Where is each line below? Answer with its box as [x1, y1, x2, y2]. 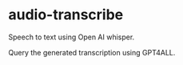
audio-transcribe [8, 6, 124, 24]
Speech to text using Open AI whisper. [8, 32, 135, 42]
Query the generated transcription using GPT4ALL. [8, 47, 176, 57]
